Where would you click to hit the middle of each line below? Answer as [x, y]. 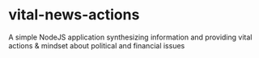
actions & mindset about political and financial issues [97, 45]
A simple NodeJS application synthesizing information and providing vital [130, 37]
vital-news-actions [74, 15]
